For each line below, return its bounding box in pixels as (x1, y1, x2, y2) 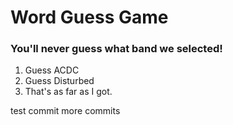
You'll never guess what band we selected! (10, 42, 223, 56)
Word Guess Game (10, 6, 169, 29)
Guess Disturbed (24, 75, 95, 87)
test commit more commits (10, 105, 121, 117)
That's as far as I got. (24, 86, 113, 98)
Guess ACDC (24, 64, 80, 76)
